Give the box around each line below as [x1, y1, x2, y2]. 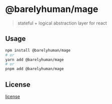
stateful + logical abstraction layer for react [17, 20, 107, 26]
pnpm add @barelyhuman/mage [5, 66, 64, 71]
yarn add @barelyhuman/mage [5, 57, 64, 62]
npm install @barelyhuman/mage [5, 47, 71, 53]
